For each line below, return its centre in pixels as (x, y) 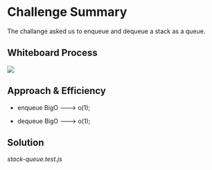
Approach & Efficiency (56, 91)
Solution (26, 142)
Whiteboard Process (53, 53)
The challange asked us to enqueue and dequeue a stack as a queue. (106, 31)
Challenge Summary (67, 12)
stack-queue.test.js (35, 159)
